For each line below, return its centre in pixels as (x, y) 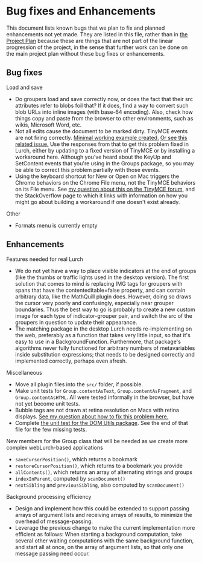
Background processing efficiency (49, 496)
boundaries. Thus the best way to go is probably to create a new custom (105, 309)
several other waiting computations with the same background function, (104, 541)
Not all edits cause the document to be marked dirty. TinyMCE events (101, 131)
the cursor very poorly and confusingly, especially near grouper (94, 303)
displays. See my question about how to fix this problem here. (92, 416)
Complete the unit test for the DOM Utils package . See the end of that (101, 423)
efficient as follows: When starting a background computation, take (98, 534)
